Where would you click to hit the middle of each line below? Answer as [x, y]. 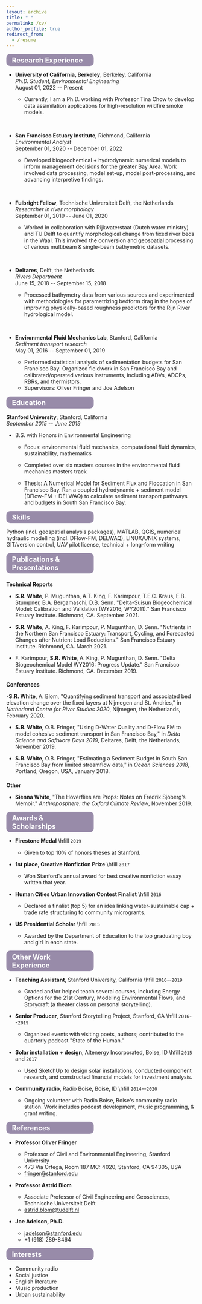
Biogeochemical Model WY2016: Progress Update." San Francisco [97, 664]
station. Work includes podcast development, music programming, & [109, 1107]
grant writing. [41, 1113]
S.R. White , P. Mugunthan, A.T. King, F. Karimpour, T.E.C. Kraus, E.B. [100, 596]
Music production [37, 1288]
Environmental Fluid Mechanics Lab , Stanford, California [86, 338]
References [31, 1128]
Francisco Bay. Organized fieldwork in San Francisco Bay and [100, 369]
